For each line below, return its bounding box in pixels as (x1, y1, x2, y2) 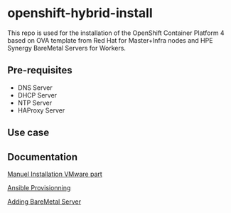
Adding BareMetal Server (7, 197, 82, 206)
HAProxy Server (17, 105, 65, 115)
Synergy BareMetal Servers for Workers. (7, 43, 127, 52)
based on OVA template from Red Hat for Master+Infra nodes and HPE (7, 36, 213, 44)
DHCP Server (17, 90, 58, 99)
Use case (7, 127, 50, 139)
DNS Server (17, 83, 53, 92)
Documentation (7, 151, 78, 163)
